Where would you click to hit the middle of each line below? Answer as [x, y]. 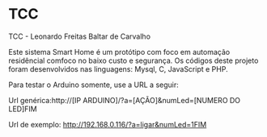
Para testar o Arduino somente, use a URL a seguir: [94, 85]
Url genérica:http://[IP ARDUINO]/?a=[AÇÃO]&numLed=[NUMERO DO [125, 100]
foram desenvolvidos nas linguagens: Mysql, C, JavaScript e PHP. [118, 68]
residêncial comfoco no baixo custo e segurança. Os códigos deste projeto [133, 60]
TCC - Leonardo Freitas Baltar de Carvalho [80, 36]
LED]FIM [23, 109]
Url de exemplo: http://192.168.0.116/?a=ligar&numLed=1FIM [108, 124]
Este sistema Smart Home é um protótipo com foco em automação [119, 52]
